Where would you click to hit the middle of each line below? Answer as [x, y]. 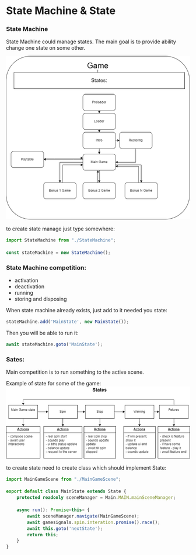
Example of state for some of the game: [54, 384]
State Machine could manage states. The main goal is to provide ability [91, 42]
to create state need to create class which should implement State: [86, 468]
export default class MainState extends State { [66, 492]
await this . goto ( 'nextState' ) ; [65, 528]
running [24, 293]
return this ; [43, 535]
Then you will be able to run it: [42, 333]
